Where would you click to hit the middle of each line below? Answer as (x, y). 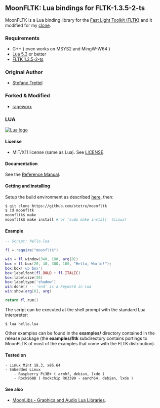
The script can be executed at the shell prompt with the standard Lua (75, 309)
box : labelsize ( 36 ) (24, 278)
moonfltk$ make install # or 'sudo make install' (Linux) (66, 220)
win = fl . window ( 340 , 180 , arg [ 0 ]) (42, 259)
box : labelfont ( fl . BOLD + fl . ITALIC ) (43, 273)
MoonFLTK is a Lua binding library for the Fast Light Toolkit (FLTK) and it (79, 20)
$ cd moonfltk (20, 210)
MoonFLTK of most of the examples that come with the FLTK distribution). (80, 343)
